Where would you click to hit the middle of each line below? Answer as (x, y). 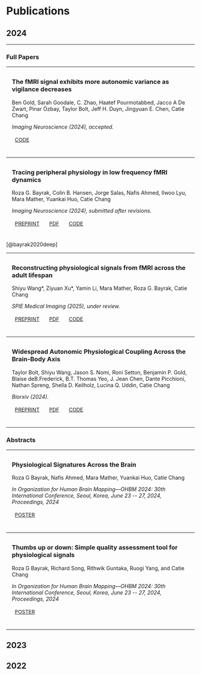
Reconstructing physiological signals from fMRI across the (99, 268)
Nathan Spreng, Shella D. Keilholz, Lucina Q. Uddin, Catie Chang (91, 385)
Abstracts (21, 440)
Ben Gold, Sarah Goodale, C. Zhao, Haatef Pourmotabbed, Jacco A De (98, 102)
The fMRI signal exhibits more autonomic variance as (90, 82)
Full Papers (23, 57)
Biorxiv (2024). (30, 396)
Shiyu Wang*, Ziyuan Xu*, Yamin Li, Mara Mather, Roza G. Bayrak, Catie (99, 288)
